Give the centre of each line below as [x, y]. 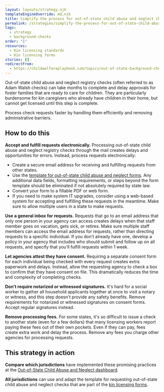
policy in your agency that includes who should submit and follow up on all [80, 242]
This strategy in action [40, 353]
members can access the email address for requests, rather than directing [80, 231]
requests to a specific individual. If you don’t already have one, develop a [79, 236]
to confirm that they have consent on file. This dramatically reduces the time [82, 272]
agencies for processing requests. [40, 337]
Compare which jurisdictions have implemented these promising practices [81, 365]
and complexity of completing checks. [43, 277]
